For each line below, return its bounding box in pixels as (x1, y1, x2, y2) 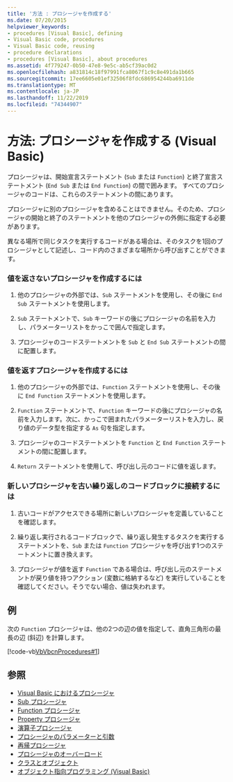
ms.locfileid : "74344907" (7, 101, 82, 108)
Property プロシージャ (17, 715, 81, 723)
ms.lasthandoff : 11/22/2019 (7, 95, 89, 102)
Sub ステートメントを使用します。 (17, 299, 113, 308)
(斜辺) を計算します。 (26, 633, 88, 642)
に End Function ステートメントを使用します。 (17, 391, 150, 400)
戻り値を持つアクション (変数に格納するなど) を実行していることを (35, 573, 226, 582)
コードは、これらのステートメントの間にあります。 (31, 190, 177, 198)
